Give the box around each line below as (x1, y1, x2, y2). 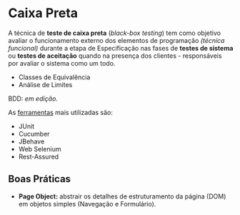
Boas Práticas (8, 173, 71, 185)
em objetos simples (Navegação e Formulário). (18, 199, 156, 208)
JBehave (18, 137, 45, 146)
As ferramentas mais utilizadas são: (8, 108, 113, 116)
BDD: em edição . (8, 94, 58, 103)
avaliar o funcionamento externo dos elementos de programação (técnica (8, 36, 225, 44)
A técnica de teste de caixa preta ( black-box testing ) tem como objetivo (8, 29, 221, 37)
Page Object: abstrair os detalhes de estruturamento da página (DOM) (18, 191, 226, 201)
